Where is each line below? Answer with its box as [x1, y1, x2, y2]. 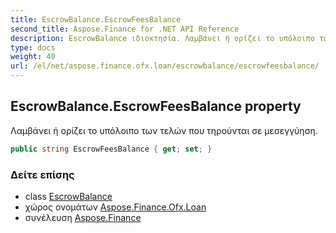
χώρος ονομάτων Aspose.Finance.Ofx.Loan [24, 201, 207, 213]
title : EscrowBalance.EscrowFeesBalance [10, 14, 182, 25]
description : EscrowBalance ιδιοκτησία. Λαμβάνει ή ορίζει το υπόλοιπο [10, 33, 315, 43]
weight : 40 [10, 52, 56, 62]
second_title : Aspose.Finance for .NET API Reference [10, 24, 240, 34]
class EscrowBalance [24, 190, 113, 202]
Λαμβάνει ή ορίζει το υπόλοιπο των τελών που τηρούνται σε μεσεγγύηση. [10, 124, 318, 136]
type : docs [10, 42, 56, 53]
